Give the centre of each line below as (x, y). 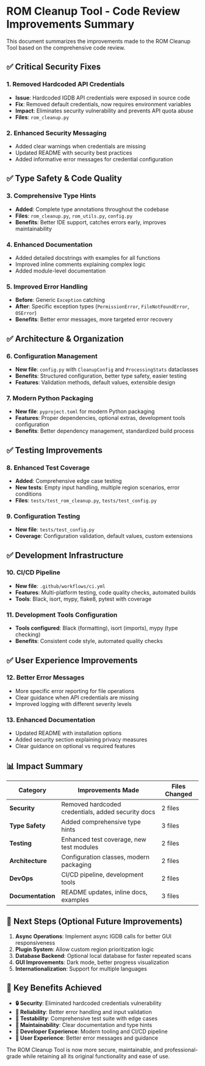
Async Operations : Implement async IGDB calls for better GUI (93, 936)
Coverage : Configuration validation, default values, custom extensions (104, 536)
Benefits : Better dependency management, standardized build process (104, 431)
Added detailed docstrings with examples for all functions (88, 257)
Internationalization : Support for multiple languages (81, 969)
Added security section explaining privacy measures (81, 740)
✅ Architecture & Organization (65, 338)
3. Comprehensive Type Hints (51, 196)
